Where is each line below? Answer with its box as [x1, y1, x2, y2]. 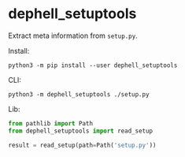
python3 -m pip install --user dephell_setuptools [8, 61, 178, 69]
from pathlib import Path [8, 119, 93, 127]
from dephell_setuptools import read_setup [8, 127, 154, 135]
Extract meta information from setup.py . [8, 31, 138, 40]
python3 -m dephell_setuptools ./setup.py [8, 90, 150, 99]
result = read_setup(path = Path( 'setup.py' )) [8, 141, 157, 149]
